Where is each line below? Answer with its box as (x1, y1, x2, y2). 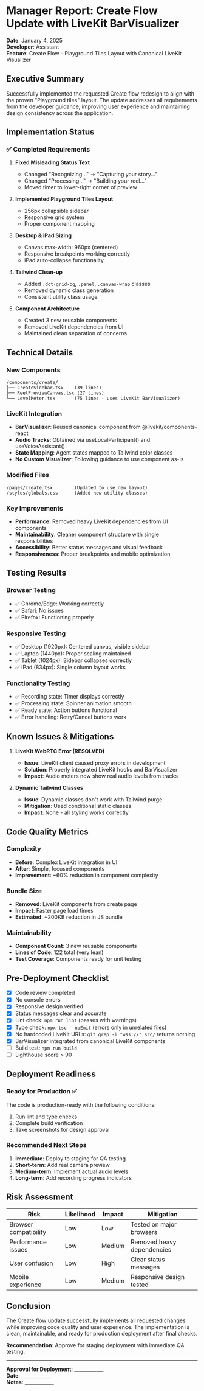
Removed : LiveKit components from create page (15, 901, 138, 908)
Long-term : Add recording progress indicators (15, 1174, 132, 1181)
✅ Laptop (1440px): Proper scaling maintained (15, 650, 131, 657)
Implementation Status (6, 127, 95, 138)
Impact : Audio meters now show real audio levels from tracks (24, 772, 178, 779)
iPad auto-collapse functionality (24, 257, 104, 264)
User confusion (9, 1259, 53, 1267)
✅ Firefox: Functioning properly (15, 613, 94, 621)
